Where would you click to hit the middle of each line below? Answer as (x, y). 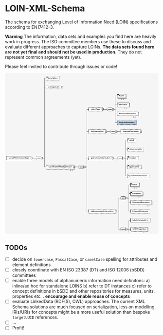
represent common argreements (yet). (43, 57)
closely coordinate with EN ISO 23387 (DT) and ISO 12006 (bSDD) (78, 270)
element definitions (31, 265)
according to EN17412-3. (30, 27)
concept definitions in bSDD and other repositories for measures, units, (83, 291)
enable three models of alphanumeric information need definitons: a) (81, 281)
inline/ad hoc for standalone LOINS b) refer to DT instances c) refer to (82, 286)
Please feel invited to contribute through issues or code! (61, 67)
